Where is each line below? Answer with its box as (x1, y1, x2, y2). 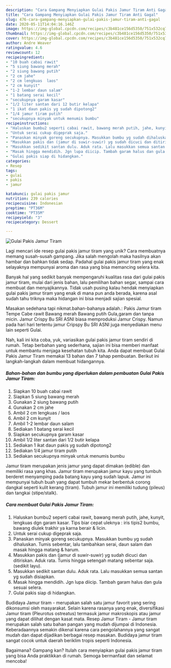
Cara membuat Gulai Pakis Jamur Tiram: (6, 501, 94, 507)
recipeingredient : (6, 54, 45, 60)
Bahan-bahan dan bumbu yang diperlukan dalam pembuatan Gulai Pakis (6, 370, 164, 376)
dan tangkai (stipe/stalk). (6, 490, 58, 496)
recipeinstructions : (6, 120, 50, 126)
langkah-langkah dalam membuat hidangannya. (6, 359, 106, 365)
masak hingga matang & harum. (13, 547, 80, 553)
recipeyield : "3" (6, 215, 43, 220)
